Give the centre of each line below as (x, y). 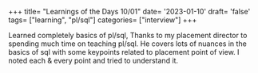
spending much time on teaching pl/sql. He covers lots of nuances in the (128, 44)
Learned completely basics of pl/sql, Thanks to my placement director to (128, 35)
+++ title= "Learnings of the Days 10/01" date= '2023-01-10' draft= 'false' (129, 12)
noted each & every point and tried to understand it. (93, 60)
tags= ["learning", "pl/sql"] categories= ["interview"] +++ (103, 20)
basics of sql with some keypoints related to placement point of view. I (124, 52)
